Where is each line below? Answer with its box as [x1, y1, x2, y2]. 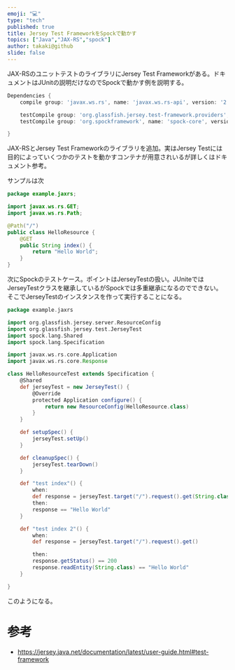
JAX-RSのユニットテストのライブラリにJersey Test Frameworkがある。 [7, 69, 214, 78]
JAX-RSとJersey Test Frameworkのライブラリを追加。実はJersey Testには [7, 144, 222, 153]
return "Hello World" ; [32, 248, 99, 256]
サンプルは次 [7, 177, 44, 185]
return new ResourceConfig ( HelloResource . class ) [44, 403, 190, 410]
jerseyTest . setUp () [32, 435, 90, 442]
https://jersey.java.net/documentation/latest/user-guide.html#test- [17, 648, 209, 656]
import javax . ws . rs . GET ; [7, 203, 80, 210]
